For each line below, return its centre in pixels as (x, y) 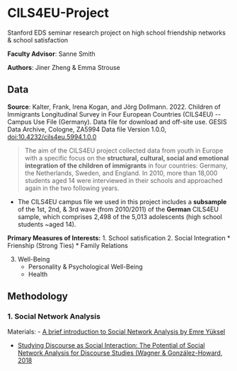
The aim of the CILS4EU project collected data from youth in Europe (124, 151)
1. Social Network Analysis (54, 317)
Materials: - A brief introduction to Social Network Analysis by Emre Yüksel (116, 332)
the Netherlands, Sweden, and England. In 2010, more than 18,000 (121, 173)
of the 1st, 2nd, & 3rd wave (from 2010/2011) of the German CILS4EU (118, 209)
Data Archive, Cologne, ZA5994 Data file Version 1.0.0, (87, 129)
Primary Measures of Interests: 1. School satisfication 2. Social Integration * (119, 237)
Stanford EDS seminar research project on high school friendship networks (117, 33)
